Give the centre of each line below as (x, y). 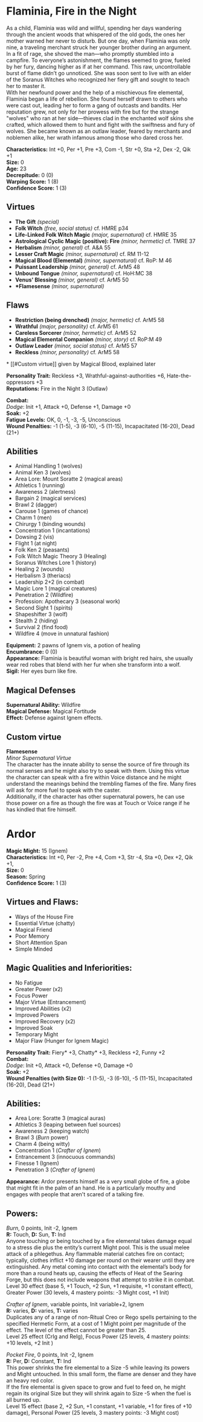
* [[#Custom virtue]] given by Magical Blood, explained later (81, 364)
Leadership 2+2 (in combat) (50, 582)
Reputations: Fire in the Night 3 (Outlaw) (57, 388)
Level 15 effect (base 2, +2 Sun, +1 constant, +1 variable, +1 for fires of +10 (99, 1406)
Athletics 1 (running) (40, 485)
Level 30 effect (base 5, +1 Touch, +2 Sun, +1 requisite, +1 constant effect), (100, 1286)
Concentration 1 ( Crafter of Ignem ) (58, 1150)
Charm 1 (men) (34, 517)
